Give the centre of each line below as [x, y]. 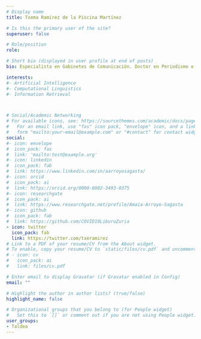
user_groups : [22, 321]
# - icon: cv [22, 255]
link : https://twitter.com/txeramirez [60, 238]
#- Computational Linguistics [44, 88]
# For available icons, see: [42, 121]
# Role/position [26, 45]
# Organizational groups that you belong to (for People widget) [89, 310]
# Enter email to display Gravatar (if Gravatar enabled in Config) [93, 277]
